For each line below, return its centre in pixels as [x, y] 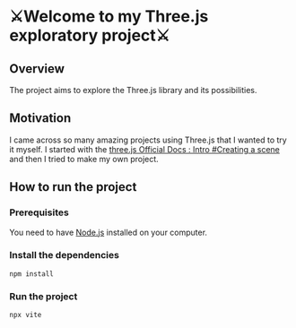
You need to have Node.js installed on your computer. [109, 232]
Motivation [40, 118]
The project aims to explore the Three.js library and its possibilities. [133, 90]
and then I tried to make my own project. [84, 159]
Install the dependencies [64, 255]
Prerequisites [39, 212]
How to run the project [73, 187]
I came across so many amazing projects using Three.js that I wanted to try [148, 140]
